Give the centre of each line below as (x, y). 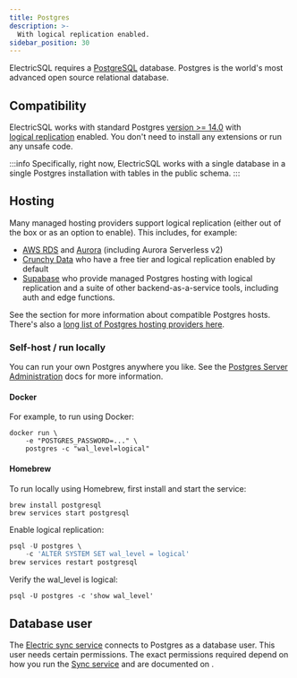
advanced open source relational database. (89, 78)
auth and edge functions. (68, 297)
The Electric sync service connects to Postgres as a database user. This (142, 645)
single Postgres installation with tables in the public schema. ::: (125, 173)
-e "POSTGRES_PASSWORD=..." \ (82, 441)
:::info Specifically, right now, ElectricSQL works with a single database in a (148, 164)
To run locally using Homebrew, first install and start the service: (128, 488)
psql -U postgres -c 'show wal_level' (81, 596)
